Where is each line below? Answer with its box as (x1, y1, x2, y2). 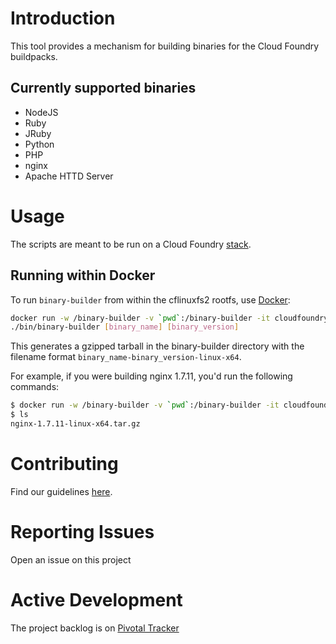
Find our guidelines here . (10, 485, 113, 497)
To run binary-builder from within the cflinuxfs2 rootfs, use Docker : (10, 293, 291, 306)
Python (24, 138, 55, 150)
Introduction (10, 7, 116, 30)
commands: (10, 381, 60, 393)
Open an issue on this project (10, 553, 132, 566)
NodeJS (24, 106, 59, 118)
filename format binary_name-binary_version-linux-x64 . (10, 351, 242, 363)
